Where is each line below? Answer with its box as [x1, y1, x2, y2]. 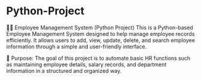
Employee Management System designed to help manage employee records [6, 30, 195, 37]
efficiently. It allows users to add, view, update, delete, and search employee [6, 36, 195, 44]
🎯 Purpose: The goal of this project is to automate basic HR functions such [6, 54, 191, 61]
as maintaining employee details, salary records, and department [6, 61, 167, 68]
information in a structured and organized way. [6, 67, 122, 74]
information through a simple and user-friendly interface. [6, 43, 147, 50]
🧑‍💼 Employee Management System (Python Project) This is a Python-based [6, 24, 193, 31]
